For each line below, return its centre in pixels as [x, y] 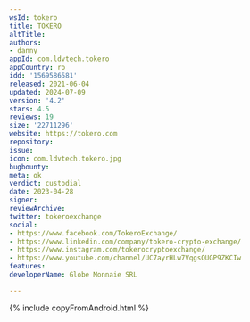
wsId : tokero [33, 17]
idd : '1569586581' [43, 76]
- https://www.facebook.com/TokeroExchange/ [93, 233]
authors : [25, 42]
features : [28, 267]
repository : [31, 142]
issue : [21, 150]
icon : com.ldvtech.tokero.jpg [66, 158]
